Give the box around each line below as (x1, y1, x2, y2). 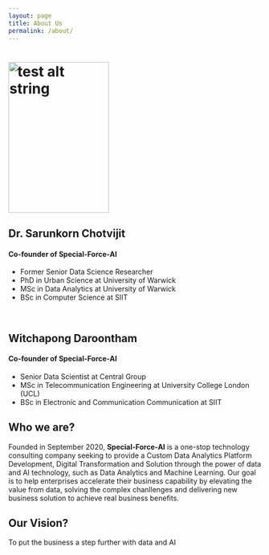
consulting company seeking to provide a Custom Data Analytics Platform (8, 451, 252, 460)
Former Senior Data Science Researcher (19, 267, 154, 277)
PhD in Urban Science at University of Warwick (19, 275, 177, 285)
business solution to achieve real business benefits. (8, 493, 179, 503)
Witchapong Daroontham (8, 331, 138, 345)
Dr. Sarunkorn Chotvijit (8, 226, 126, 240)
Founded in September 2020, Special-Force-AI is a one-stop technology (8, 442, 251, 451)
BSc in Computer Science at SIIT (19, 292, 128, 302)
